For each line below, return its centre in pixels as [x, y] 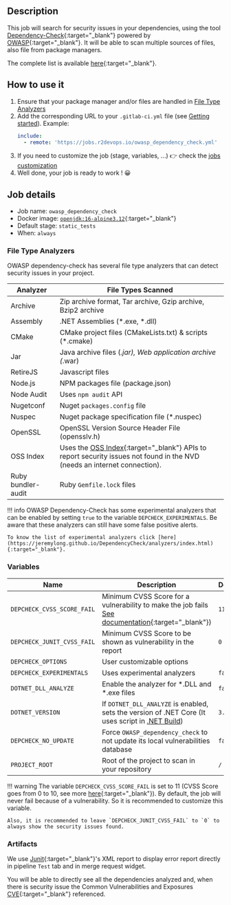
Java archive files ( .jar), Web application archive [138, 352]
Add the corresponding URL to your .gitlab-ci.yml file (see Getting [113, 116]
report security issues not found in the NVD [130, 457]
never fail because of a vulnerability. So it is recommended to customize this [115, 800]
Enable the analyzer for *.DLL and [157, 684]
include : [30, 136]
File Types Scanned [140, 290]
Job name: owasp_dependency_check [67, 211]
